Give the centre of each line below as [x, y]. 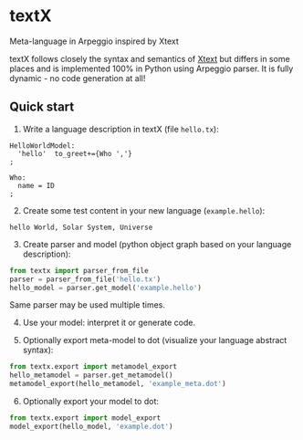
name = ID [36, 185]
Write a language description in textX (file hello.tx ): [120, 129]
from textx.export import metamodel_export [94, 367]
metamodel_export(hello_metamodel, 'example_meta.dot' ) [118, 384]
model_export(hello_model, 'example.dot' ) [91, 426]
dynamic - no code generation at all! [78, 78]
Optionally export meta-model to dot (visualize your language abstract [155, 340]
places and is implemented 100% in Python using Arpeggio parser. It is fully [151, 68]
